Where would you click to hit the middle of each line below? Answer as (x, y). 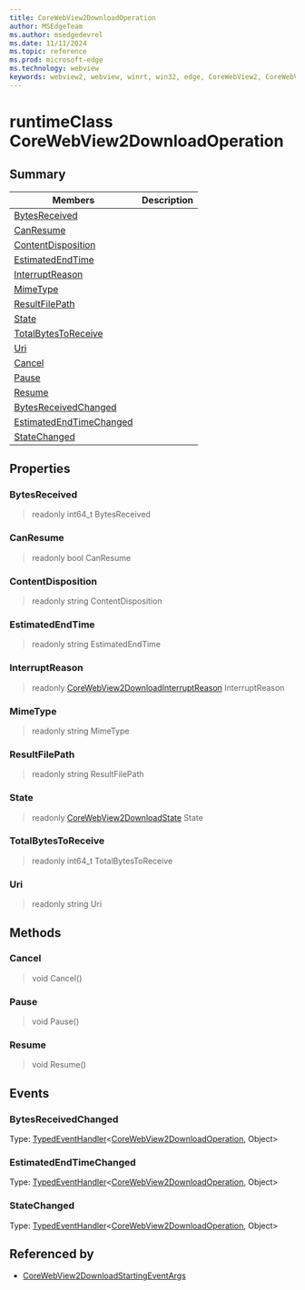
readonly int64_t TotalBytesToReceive (102, 861)
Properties (40, 469)
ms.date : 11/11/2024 (49, 43)
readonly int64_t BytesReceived (91, 515)
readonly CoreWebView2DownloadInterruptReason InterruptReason (158, 687)
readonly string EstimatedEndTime (96, 645)
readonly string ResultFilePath (88, 774)
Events (30, 1093)
